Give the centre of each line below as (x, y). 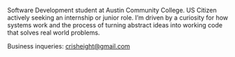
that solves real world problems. (54, 32)
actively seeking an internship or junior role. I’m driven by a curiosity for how (118, 18)
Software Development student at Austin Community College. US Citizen (112, 10)
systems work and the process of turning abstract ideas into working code (115, 25)
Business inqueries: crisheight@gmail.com (69, 46)
